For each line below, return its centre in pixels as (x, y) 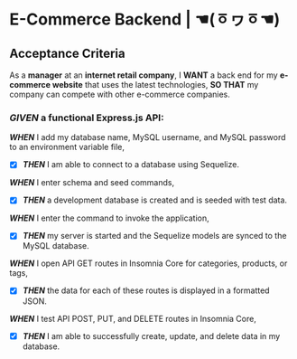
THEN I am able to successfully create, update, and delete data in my (151, 335)
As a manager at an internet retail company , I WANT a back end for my (144, 75)
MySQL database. (56, 246)
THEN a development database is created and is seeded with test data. (154, 200)
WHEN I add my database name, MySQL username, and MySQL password (148, 137)
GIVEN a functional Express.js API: (87, 118)
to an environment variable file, (67, 147)
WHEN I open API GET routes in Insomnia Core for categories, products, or (148, 263)
